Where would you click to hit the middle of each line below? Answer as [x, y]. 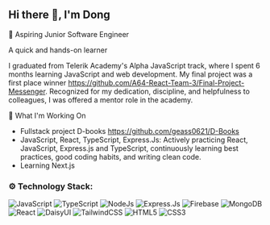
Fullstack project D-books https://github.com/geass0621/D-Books [129, 131]
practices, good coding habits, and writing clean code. [110, 156]
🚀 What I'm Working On [47, 115]
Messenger [27, 91]
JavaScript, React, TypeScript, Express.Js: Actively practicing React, [134, 140]
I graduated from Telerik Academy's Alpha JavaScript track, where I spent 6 [134, 65]
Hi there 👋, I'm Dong [59, 15]
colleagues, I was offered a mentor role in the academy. [101, 100]
